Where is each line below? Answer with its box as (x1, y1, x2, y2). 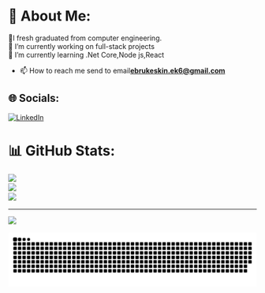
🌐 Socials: (8, 92, 60, 105)
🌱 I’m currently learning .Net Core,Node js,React (8, 50, 165, 59)
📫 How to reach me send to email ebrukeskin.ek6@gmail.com (19, 66, 226, 75)
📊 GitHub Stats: (8, 141, 116, 160)
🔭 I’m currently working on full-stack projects (8, 41, 155, 51)
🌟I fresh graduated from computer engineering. (8, 33, 162, 43)
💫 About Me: (8, 7, 91, 25)
